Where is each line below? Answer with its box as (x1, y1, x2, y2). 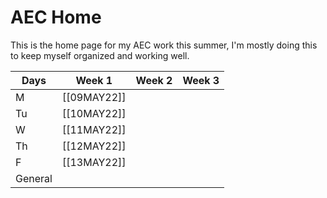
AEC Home (10, 6, 102, 29)
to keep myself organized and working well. (10, 49, 190, 61)
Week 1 (75, 73, 113, 87)
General (15, 171, 53, 185)
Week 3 (182, 73, 220, 87)
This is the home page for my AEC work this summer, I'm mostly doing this (10, 39, 318, 51)
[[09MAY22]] (61, 90, 127, 104)
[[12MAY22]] (61, 139, 127, 153)
